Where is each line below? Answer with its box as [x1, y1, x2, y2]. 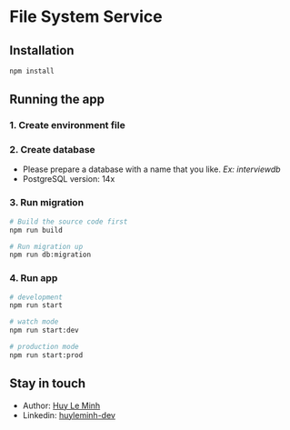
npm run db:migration [9, 250, 92, 260]
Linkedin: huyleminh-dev [22, 409, 116, 420]
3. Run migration [9, 196, 85, 209]
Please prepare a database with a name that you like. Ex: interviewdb [22, 164, 281, 175]
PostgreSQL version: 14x [22, 174, 115, 185]
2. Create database [9, 144, 95, 156]
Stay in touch [9, 375, 86, 392]
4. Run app [9, 272, 58, 285]
